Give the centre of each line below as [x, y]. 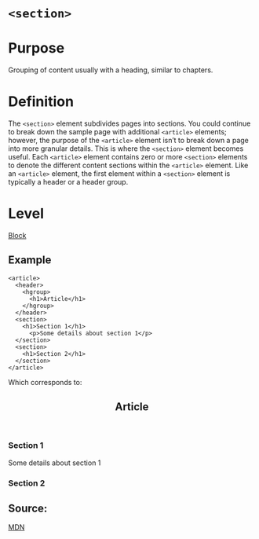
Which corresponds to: [45, 382]
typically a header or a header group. [68, 182]
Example [30, 260]
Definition [41, 102]
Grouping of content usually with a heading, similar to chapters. [111, 70]
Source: [28, 508]
